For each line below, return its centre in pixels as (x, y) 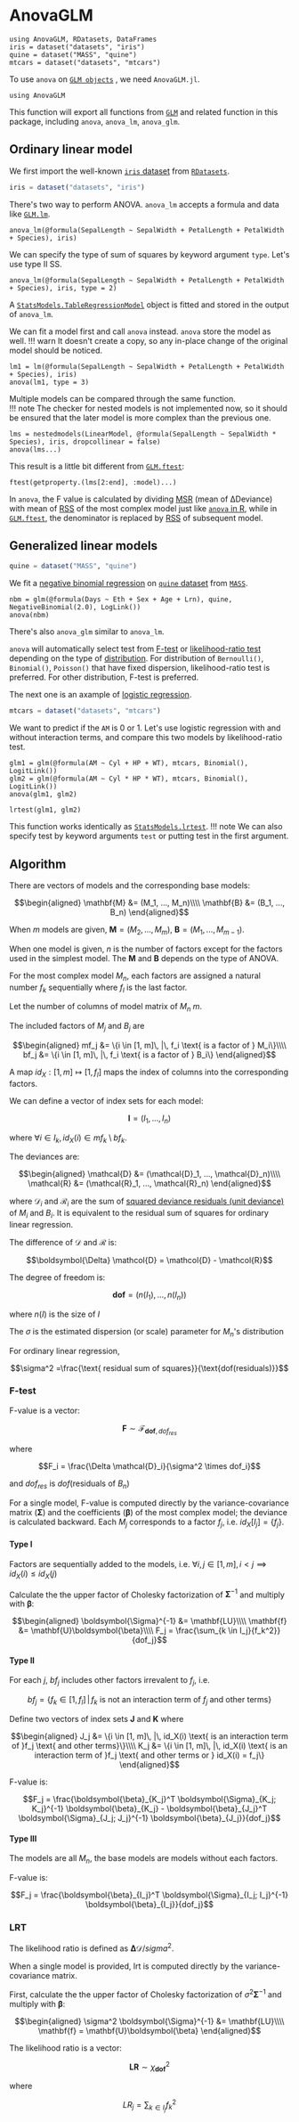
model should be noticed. (56, 350)
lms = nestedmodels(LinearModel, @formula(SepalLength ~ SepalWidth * (143, 434)
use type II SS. (36, 264)
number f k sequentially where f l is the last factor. (98, 988)
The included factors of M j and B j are (77, 1027)
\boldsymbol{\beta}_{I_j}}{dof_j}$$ (149, 1905)
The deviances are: (44, 1157)
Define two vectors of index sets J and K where (97, 1719)
